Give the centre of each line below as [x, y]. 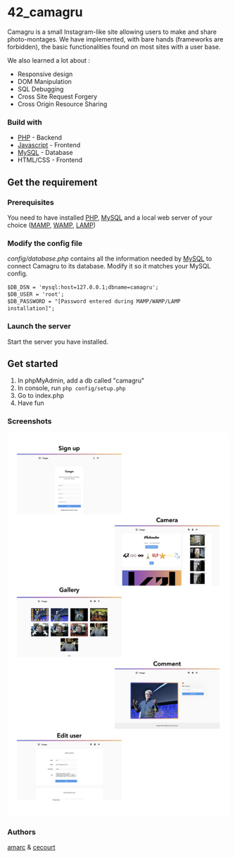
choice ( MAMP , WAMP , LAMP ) [52, 225]
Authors [22, 832]
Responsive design [45, 74]
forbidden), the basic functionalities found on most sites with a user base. [114, 46]
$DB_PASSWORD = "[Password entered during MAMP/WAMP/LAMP [94, 301]
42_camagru [45, 12]
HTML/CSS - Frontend [50, 160]
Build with [25, 122]
